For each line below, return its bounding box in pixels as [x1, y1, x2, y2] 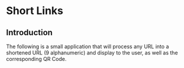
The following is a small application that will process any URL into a [6, 43, 169, 50]
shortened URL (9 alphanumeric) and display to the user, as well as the [6, 49, 178, 56]
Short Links [6, 4, 64, 18]
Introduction [6, 28, 53, 38]
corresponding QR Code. [6, 56, 67, 62]
